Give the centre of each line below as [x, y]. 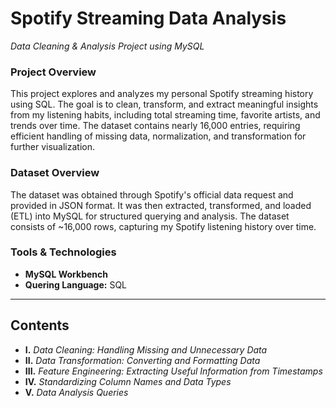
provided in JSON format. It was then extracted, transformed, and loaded [161, 205]
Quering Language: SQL [76, 284]
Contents [40, 325]
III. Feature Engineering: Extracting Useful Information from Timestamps [173, 371]
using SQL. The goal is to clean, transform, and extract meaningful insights [164, 104]
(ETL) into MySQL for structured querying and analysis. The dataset [150, 216]
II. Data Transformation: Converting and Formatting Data [142, 360]
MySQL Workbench [66, 274]
